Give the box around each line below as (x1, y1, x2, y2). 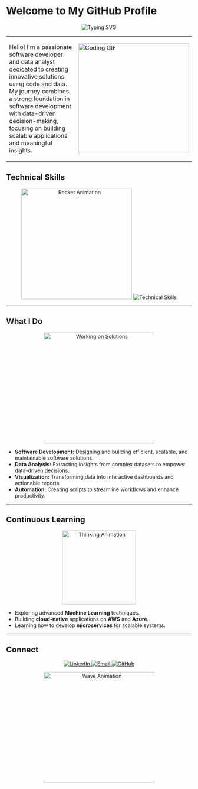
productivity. (14, 492, 46, 499)
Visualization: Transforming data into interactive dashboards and (14, 473, 174, 480)
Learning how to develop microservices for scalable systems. (14, 622, 166, 629)
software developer (9, 50, 63, 59)
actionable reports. (14, 479, 61, 486)
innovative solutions (9, 72, 65, 80)
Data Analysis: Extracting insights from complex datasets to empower (14, 460, 186, 467)
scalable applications (9, 131, 68, 139)
